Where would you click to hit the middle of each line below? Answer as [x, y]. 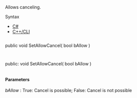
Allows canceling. [23, 7]
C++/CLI [21, 31]
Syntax [12, 17]
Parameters [17, 79]
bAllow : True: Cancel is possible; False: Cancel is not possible [68, 91]
